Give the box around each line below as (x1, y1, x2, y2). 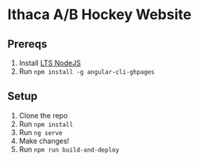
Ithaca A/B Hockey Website (7, 6, 192, 24)
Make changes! (18, 136, 70, 145)
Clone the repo (18, 110, 68, 120)
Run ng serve (18, 127, 63, 137)
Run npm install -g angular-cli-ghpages (18, 67, 155, 76)
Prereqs (7, 37, 48, 51)
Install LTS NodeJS (18, 58, 81, 67)
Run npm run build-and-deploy (18, 145, 120, 154)
